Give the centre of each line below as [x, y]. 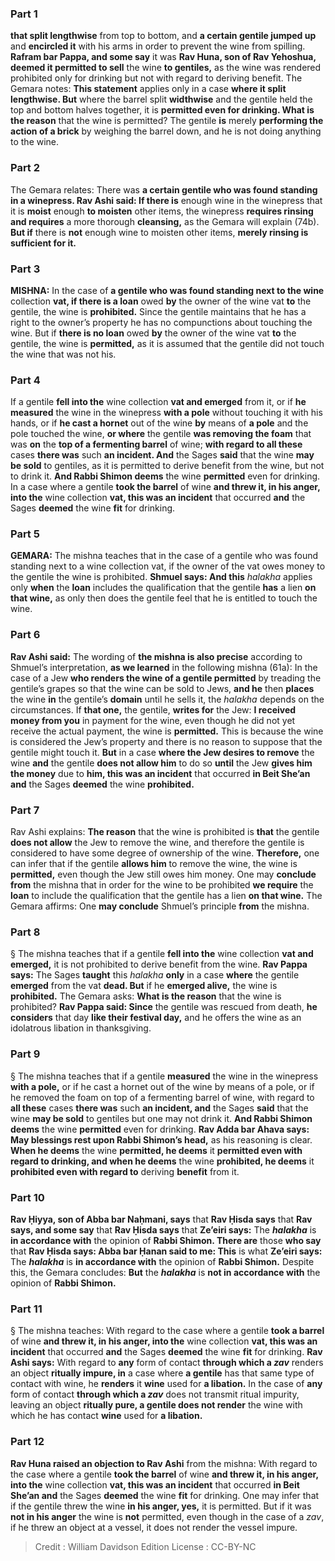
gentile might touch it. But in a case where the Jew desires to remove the [162, 752]
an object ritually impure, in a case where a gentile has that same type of [162, 1373]
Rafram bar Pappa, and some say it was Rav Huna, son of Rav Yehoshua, [163, 57]
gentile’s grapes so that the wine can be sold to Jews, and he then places [162, 688]
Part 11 [26, 1309]
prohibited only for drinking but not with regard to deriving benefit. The [156, 78]
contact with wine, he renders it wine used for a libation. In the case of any [166, 1384]
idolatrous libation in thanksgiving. [81, 1028]
